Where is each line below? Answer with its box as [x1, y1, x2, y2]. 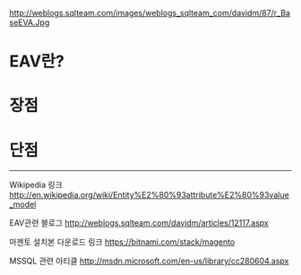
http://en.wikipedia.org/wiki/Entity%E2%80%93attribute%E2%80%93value [9, 190, 289, 201]
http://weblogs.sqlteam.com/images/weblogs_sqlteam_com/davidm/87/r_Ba [9, 8, 291, 18]
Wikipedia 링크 [9, 179, 63, 191]
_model [9, 199, 37, 210]
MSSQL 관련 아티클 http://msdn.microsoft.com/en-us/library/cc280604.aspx [9, 255, 289, 267]
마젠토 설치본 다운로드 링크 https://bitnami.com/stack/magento [9, 236, 236, 247]
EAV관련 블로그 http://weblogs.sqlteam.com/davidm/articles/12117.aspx [9, 218, 269, 228]
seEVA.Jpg [9, 17, 50, 28]
